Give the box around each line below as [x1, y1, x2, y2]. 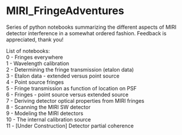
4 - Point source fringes [6, 78, 64, 86]
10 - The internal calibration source [6, 116, 91, 123]
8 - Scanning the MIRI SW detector [6, 103, 91, 110]
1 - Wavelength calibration [6, 60, 70, 67]
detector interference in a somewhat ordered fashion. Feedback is [6, 29, 167, 36]
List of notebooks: [6, 47, 50, 54]
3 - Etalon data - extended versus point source [6, 72, 120, 79]
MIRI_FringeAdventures [6, 4, 125, 18]
